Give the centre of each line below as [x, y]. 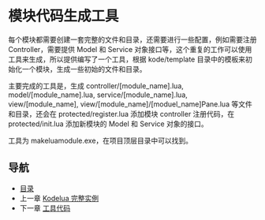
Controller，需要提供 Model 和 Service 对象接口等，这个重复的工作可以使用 [130, 49]
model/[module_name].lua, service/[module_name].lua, [98, 95]
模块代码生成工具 [64, 16]
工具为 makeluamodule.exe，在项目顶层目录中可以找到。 [101, 140]
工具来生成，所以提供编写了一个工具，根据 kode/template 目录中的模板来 [127, 59]
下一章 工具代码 [45, 208]
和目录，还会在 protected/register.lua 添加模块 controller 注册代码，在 [121, 114]
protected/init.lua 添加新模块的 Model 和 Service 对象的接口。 [108, 124]
